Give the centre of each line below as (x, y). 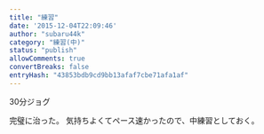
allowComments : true (48, 59)
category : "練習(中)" (47, 42)
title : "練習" (34, 17)
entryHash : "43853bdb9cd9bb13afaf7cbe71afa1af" (99, 75)
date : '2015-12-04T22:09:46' (63, 26)
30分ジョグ (30, 101)
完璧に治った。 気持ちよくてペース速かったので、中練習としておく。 (134, 120)
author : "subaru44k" (48, 34)
